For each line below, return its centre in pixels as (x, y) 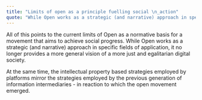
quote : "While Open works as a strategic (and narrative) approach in (96, 17)
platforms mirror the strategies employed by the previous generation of (94, 78)
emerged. (18, 90)
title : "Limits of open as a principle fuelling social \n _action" (93, 12)
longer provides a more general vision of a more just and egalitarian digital (98, 53)
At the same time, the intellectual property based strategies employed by (96, 71)
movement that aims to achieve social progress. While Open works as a (95, 41)
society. (16, 60)
